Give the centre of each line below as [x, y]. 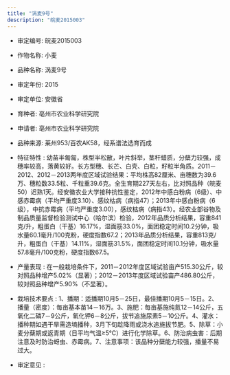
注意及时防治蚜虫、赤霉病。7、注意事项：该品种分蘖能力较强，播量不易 [118, 341]
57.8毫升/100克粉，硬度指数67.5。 [65, 252]
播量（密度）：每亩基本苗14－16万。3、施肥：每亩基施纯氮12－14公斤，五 [120, 307]
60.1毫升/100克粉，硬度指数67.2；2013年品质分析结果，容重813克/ [123, 235]
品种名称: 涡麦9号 [42, 69]
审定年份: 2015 [38, 84]
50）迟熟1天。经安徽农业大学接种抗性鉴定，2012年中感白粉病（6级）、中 [119, 192]
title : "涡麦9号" [30, 13]
